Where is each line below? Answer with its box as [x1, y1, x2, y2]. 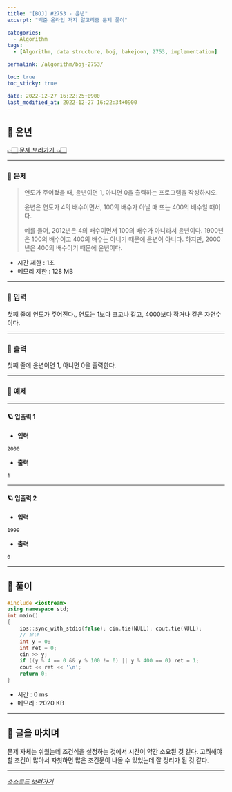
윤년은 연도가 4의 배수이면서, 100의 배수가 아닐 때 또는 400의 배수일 [23, 203, 209, 211]
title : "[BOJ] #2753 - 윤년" [7, 10, 88, 17]
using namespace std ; [7, 606, 70, 613]
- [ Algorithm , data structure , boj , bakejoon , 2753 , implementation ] [13, 49, 217, 55]
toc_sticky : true [7, 80, 57, 87]
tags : [7, 42, 23, 49]
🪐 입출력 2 [7, 494, 37, 502]
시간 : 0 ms [17, 690, 48, 698]
